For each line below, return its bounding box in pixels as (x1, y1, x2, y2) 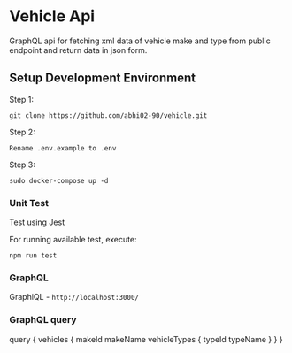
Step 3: (9, 159, 35, 170)
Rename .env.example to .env (9, 143, 117, 152)
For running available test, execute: (9, 234, 137, 245)
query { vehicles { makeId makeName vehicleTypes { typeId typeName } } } (9, 334, 283, 344)
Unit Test (9, 196, 49, 209)
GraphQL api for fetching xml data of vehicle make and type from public (9, 35, 272, 46)
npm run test (9, 251, 58, 260)
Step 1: (9, 94, 34, 104)
